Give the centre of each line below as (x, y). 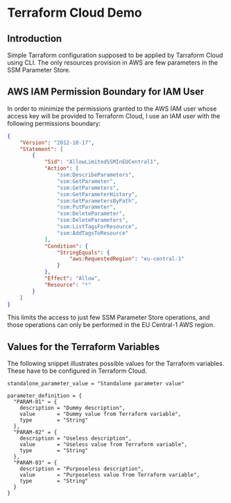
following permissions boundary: (54, 123)
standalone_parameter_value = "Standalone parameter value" (96, 384)
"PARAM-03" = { (35, 463)
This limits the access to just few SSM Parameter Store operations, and (109, 317)
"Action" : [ (61, 168)
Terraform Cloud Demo (75, 13)
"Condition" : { (66, 246)
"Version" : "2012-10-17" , (57, 143)
